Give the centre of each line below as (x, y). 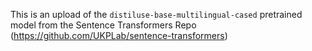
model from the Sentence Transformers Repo (103, 25)
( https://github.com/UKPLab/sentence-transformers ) (119, 35)
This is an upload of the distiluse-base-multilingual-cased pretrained (156, 14)
